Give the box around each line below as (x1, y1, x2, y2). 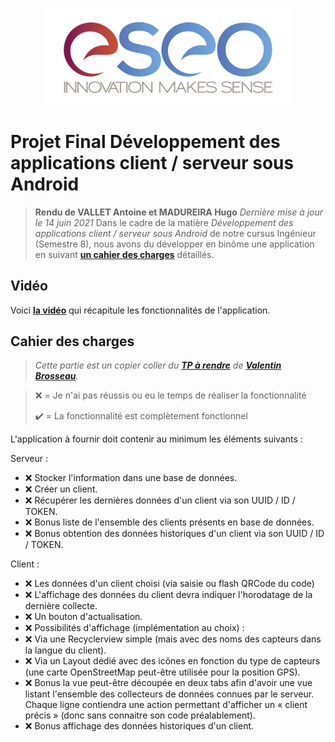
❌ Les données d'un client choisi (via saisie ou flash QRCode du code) (24, 578, 315, 590)
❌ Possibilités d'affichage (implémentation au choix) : (24, 622, 245, 634)
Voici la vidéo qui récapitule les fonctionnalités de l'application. (10, 304, 271, 316)
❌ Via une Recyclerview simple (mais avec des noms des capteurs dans (24, 633, 322, 645)
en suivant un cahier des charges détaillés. (34, 248, 215, 260)
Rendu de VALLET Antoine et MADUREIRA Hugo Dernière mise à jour (34, 206, 324, 218)
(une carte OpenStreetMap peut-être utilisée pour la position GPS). (24, 666, 301, 678)
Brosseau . (34, 370, 79, 382)
